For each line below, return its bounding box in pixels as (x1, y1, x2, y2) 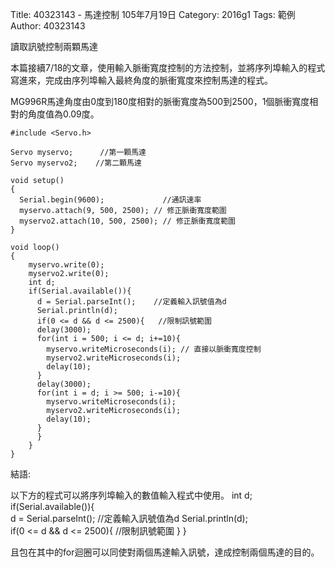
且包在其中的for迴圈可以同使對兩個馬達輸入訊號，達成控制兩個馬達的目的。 (10, 546, 320, 558)
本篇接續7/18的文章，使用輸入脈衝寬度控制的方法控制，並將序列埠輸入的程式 (10, 62, 326, 73)
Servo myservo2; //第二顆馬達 (10, 158, 142, 168)
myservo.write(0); (28, 260, 105, 270)
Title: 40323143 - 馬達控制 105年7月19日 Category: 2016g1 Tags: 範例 (10, 9, 296, 20)
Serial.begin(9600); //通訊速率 (19, 195, 202, 205)
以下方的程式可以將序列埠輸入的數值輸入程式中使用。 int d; (10, 489, 253, 501)
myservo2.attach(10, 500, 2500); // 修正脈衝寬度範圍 (19, 216, 237, 226)
